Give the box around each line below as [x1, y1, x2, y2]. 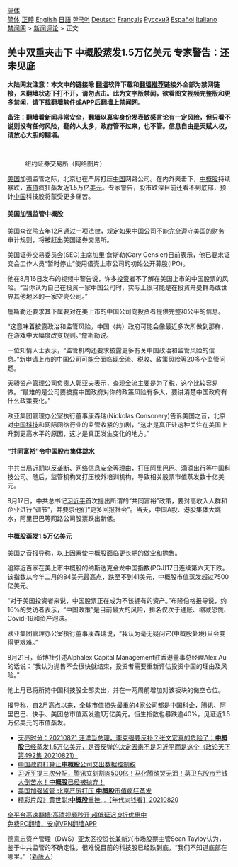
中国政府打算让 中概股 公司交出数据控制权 [17, 760, 136, 769]
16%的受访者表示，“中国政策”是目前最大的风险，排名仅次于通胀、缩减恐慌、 [7, 605, 230, 614]
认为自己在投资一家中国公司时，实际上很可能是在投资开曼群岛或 [35, 283, 222, 292]
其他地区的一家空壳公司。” [13, 292, 89, 301]
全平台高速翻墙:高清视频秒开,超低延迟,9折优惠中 [7, 810, 147, 819]
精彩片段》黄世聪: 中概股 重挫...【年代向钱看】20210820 [17, 796, 179, 804]
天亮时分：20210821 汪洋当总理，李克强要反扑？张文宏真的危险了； [17, 734, 216, 742]
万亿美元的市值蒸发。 [7, 718, 69, 727]
